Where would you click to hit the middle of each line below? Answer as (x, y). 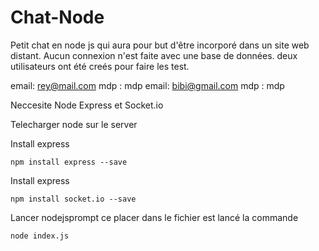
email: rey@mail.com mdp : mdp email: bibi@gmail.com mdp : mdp (147, 85)
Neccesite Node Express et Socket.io (87, 105)
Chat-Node (57, 17)
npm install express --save (69, 162)
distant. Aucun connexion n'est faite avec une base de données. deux (154, 55)
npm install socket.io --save (73, 199)
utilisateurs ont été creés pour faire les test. (100, 66)
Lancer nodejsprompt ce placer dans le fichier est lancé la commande (154, 217)
